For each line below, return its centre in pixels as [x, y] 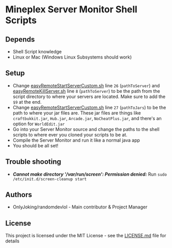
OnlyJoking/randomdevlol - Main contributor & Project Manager [80, 207]
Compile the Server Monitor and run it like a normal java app [76, 140]
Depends [20, 39]
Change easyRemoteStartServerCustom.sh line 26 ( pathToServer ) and [86, 85]
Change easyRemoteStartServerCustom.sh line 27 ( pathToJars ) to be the [89, 107]
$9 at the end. [27, 102]
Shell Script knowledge [37, 52]
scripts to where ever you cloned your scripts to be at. [70, 135]
